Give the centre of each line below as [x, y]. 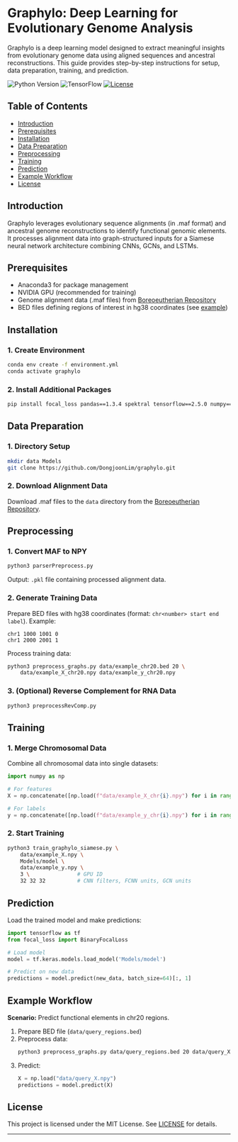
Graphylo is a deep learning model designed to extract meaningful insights [116, 47]
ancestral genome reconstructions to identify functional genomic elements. [117, 230]
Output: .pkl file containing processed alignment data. [87, 580]
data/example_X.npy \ [52, 855]
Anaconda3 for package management [73, 285]
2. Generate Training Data [52, 598]
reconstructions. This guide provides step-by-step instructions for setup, [114, 62]
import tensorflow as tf [44, 933]
